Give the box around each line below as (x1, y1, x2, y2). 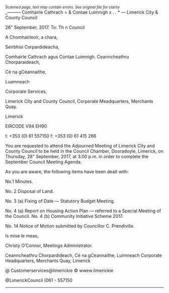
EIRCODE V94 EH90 (5, 123, 47, 129)
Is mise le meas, (5, 233, 39, 238)
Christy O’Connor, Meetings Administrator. (5, 242, 93, 249)
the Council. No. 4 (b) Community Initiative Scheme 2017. (5, 213, 124, 219)
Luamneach (5, 79, 30, 84)
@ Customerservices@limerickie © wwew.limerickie (5, 268, 114, 273)
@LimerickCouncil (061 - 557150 (5, 277, 73, 283)
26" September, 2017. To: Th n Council (5, 24, 85, 30)
